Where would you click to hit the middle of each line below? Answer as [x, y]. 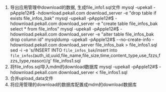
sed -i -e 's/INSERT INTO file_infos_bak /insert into [64, 50]
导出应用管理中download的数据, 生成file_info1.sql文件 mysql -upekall [81, 7]
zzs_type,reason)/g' [31, 61]
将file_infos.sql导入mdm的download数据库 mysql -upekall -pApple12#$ [84, 67]
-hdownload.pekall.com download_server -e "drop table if [96, 13]
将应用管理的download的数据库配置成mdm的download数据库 [73, 84]
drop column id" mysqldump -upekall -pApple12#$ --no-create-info [80, 39]
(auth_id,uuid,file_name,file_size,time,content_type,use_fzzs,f [96, 55]
